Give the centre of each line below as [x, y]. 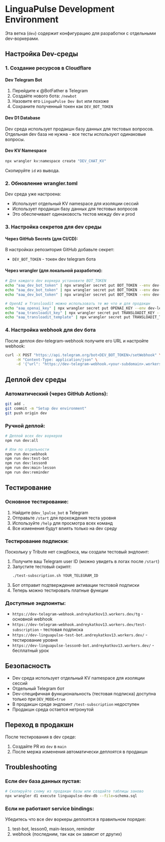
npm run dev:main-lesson [30, 468]
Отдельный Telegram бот [38, 688]
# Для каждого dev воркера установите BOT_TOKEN [56, 281]
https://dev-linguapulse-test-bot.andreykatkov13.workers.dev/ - [80, 635]
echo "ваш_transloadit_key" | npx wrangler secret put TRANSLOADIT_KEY [80, 313]
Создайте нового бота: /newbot [44, 96]
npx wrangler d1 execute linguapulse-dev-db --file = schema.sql [71, 796]
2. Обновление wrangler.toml [41, 183]
